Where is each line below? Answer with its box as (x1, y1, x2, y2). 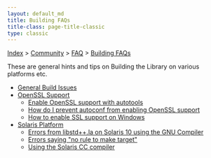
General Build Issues (17, 83, 77, 92)
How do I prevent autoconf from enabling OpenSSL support (27, 106, 200, 114)
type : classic (7, 29, 49, 37)
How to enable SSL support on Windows (27, 113, 145, 122)
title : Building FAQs (7, 17, 71, 24)
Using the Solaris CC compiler (27, 143, 116, 151)
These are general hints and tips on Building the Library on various (7, 62, 200, 71)
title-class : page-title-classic (7, 23, 105, 30)
